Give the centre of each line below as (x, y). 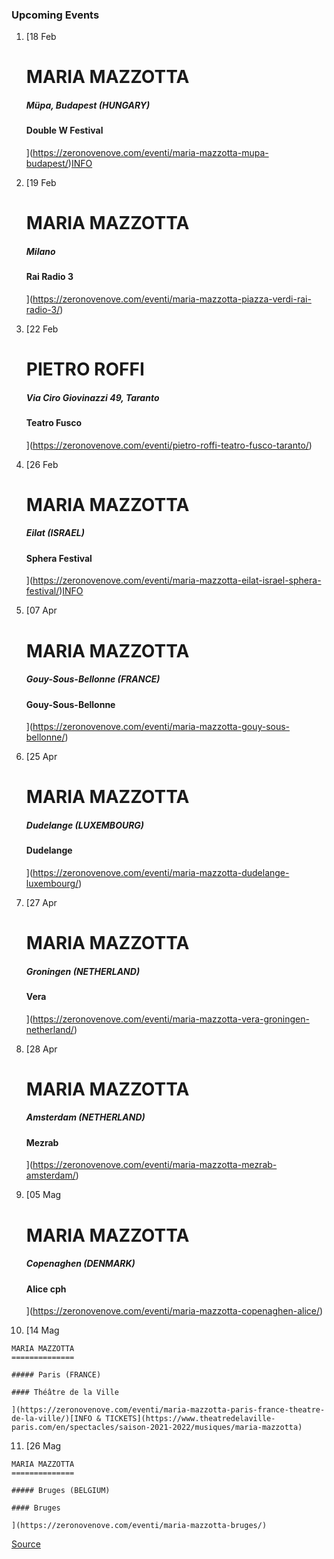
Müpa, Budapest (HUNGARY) (88, 105)
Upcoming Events (55, 15)
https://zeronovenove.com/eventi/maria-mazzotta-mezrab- (155, 1165)
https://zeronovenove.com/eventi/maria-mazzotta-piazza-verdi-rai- (172, 299)
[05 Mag (43, 1195)
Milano (40, 251)
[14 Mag (42, 1330)
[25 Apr (41, 757)
